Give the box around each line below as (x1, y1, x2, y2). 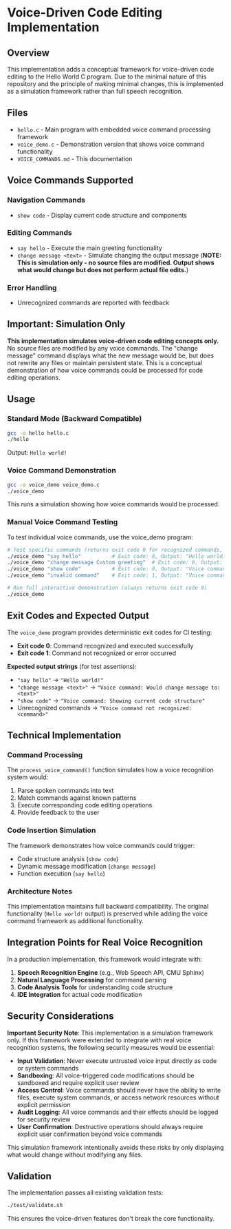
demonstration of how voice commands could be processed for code (7, 366, 203, 374)
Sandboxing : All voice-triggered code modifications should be (16, 1071, 195, 1080)
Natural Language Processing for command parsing (16, 975, 167, 984)
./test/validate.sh (7, 1202, 63, 1209)
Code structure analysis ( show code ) (16, 854, 119, 863)
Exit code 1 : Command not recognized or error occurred (16, 649, 177, 657)
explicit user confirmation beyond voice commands (16, 1130, 163, 1138)
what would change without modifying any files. (7, 1150, 143, 1159)
